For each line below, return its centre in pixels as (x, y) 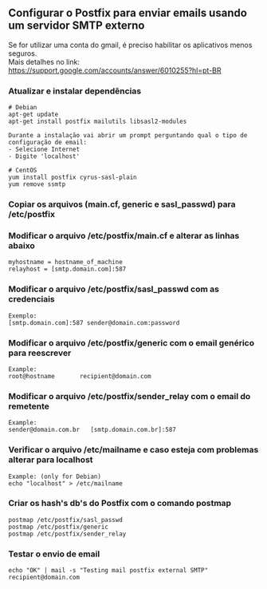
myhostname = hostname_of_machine (66, 263)
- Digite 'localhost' (44, 156)
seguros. (23, 53)
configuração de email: (48, 143)
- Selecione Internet (44, 150)
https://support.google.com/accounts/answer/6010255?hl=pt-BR (115, 70)
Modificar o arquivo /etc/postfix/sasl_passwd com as (114, 289)
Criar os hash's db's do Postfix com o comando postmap (120, 504)
